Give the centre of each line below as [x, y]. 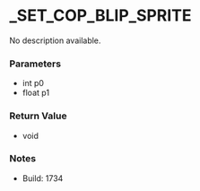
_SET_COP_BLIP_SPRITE [100, 16]
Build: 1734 [43, 178]
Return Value [38, 116]
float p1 [36, 93]
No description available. [55, 40]
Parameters [35, 64]
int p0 [33, 83]
